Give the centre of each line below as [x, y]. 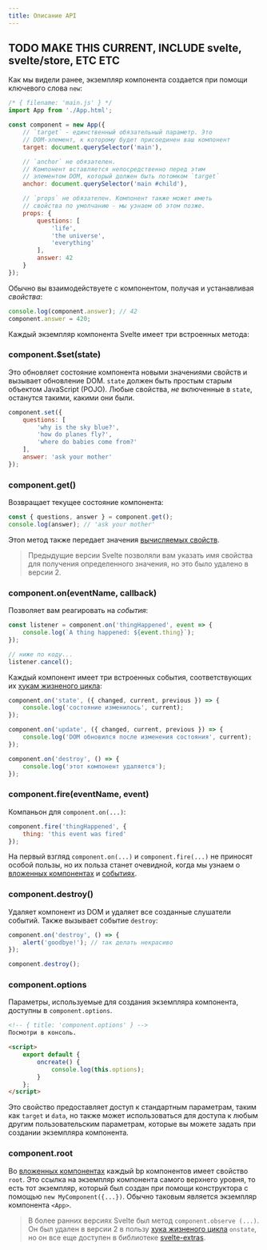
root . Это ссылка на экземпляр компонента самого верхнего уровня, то [132, 1179]
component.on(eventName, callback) [83, 593]
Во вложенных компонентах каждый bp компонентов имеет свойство [128, 1171]
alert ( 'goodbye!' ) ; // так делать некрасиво [98, 942]
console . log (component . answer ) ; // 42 [73, 311]
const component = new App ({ [57, 125]
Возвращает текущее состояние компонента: [86, 503]
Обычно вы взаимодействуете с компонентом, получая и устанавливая [131, 288]
